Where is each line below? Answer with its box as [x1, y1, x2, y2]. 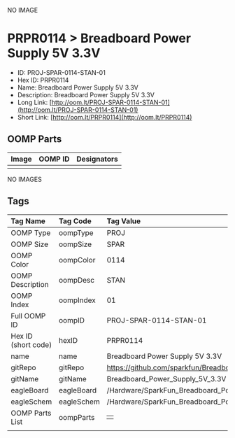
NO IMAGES [7, 175, 42, 183]
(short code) [10, 339, 52, 349]
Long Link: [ [17, 98, 52, 106]
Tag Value [106, 216, 141, 226]
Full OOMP [10, 311, 46, 320]
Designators [76, 154, 119, 164]
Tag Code [58, 216, 92, 226]
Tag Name [10, 216, 45, 226]
